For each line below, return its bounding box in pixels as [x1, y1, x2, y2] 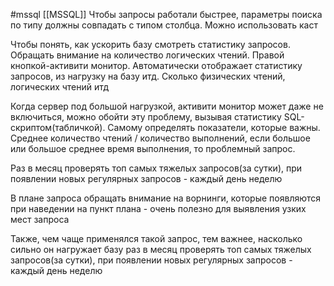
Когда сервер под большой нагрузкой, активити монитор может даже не [10, 100, 324, 112]
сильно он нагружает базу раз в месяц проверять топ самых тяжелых [10, 244, 312, 255]
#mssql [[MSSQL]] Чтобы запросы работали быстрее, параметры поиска [10, 9, 323, 20]
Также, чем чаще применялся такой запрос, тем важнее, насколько [10, 233, 303, 244]
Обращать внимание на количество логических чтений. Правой [10, 49, 285, 61]
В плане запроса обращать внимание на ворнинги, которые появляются [10, 192, 322, 204]
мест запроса [10, 214, 70, 225]
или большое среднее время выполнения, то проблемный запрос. [10, 143, 296, 154]
